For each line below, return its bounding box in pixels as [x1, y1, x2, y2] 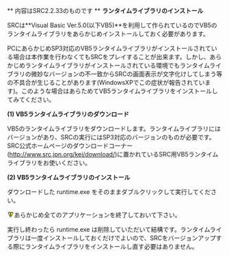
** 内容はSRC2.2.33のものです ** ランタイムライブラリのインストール [7, 7, 204, 14]
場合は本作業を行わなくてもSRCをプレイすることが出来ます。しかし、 [12, 53, 210, 61]
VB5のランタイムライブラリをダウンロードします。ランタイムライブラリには [7, 124, 221, 133]
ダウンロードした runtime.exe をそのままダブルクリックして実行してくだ [7, 188, 211, 195]
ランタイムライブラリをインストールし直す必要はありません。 [25, 243, 198, 250]
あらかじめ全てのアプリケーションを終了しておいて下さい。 [14, 211, 181, 219]
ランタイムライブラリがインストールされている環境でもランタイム [25, 62, 210, 69]
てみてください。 [7, 96, 55, 103]
